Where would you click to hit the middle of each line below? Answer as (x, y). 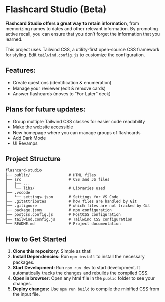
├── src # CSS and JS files (57, 180)
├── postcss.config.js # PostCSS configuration (63, 215)
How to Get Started (36, 239)
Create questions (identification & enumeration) (62, 82)
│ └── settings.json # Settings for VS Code (62, 197)
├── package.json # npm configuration (59, 210)
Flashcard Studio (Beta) (56, 9)
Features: (21, 71)
